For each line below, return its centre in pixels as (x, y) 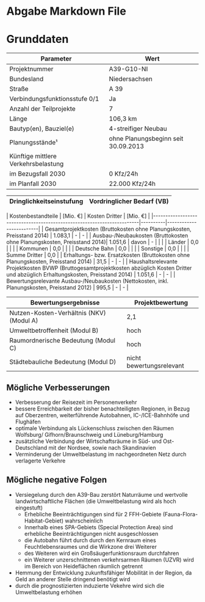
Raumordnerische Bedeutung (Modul (63, 341)
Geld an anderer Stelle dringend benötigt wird (73, 579)
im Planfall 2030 (33, 184)
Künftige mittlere (33, 156)
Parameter (56, 59)
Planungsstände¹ (34, 143)
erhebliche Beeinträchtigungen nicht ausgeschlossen (91, 533)
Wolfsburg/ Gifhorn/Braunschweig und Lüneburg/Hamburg (89, 434)
